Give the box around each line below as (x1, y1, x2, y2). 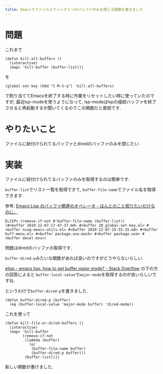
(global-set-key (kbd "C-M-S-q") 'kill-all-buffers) (5, 84, 114, 88)
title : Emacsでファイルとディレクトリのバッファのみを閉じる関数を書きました (5, 7, 144, 12)
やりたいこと (5, 123, 57, 135)
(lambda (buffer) (24, 338, 60, 343)
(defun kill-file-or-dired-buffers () (5, 321, 84, 326)
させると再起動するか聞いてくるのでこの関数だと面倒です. (5, 105, 121, 111)
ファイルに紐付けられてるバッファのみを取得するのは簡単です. (5, 176, 130, 182)
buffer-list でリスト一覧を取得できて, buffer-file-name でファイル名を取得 (5, 187, 156, 192)
